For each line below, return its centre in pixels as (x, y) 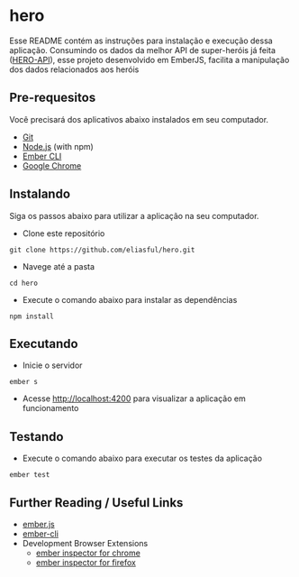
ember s (24, 382)
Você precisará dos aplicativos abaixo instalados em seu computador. (139, 119)
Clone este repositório (63, 233)
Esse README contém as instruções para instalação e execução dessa (141, 41)
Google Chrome (52, 165)
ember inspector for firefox (86, 563)
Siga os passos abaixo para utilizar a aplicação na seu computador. (134, 215)
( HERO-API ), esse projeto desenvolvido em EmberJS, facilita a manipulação (149, 60)
